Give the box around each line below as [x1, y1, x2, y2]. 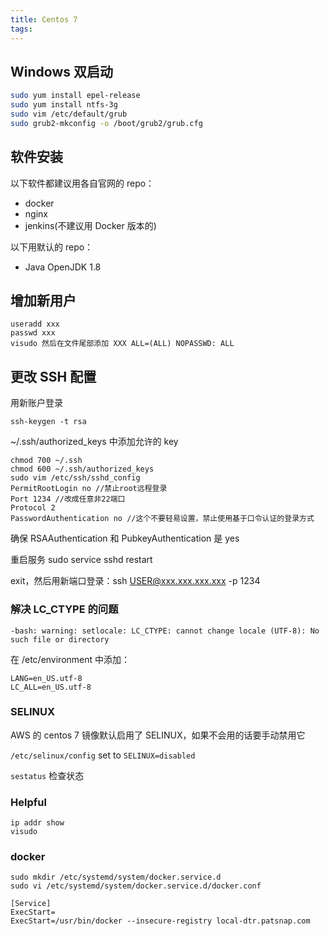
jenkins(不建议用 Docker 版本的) [24, 219, 157, 231]
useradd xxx [10, 319, 60, 330]
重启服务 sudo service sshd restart [10, 554, 153, 566]
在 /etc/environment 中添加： [10, 653, 131, 665]
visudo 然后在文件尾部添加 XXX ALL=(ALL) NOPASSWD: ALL [10, 339, 235, 349]
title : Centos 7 [10, 14, 78, 25]
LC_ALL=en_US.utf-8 [10, 682, 92, 692]
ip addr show [10, 818, 65, 828]
